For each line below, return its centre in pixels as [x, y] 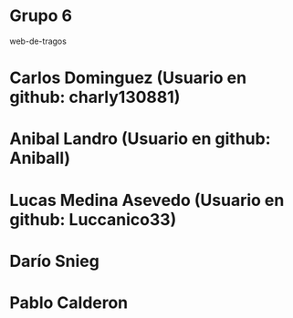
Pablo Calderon [69, 303]
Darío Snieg [55, 261]
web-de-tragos [38, 41]
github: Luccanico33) [93, 219]
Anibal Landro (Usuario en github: [140, 139]
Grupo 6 [41, 16]
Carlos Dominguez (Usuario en [128, 78]
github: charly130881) [95, 97]
